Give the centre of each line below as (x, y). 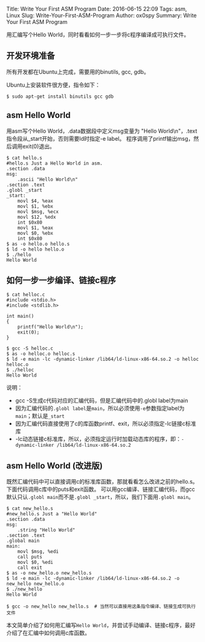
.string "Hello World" (46, 530)
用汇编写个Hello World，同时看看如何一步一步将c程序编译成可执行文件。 (98, 34)
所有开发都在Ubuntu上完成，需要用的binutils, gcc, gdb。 (78, 72)
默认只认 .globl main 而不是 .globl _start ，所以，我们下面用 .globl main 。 (100, 497)
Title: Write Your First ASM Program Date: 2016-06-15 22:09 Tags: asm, (97, 9)
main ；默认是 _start (40, 416)
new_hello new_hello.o (35, 584)
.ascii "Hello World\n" (48, 179)
